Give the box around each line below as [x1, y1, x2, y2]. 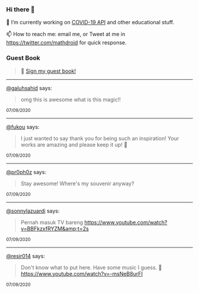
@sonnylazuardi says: [6, 207, 60, 214]
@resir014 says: [6, 252, 46, 259]
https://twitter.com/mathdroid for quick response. [6, 39, 127, 46]
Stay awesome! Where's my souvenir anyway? [20, 180, 134, 187]
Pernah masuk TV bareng [20, 218, 84, 226]
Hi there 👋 [6, 5, 36, 14]
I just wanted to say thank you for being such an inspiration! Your [20, 134, 179, 141]
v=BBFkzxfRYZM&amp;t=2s [20, 225, 89, 232]
